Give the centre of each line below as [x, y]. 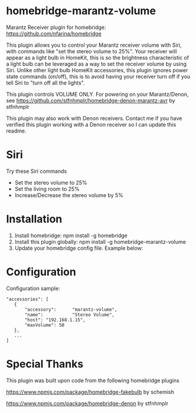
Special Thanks [45, 364]
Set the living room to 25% [47, 189]
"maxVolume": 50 [45, 325]
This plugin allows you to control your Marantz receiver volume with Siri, [94, 45]
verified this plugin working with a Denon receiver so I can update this [91, 124]
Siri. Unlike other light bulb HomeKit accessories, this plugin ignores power [97, 70]
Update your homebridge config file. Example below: [79, 248]
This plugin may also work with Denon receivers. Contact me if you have [94, 118]
